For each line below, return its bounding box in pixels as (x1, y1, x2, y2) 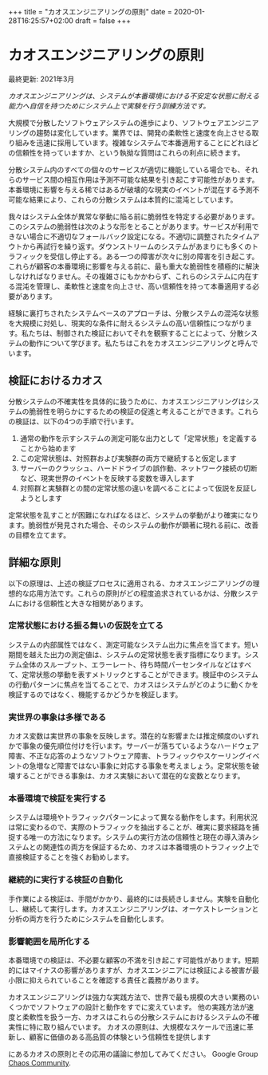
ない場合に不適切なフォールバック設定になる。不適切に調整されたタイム (14, 231, 253, 241)
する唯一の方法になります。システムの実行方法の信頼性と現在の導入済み (14, 833, 253, 842)
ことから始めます (19, 443, 77, 453)
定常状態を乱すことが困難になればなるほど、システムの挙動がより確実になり (8, 510, 259, 520)
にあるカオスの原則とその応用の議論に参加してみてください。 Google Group (8, 1049, 258, 1059)
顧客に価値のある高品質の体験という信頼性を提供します (29, 1032, 211, 1042)
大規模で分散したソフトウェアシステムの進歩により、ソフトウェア (8, 118, 225, 128)
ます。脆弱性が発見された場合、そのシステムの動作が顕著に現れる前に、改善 (8, 520, 259, 530)
